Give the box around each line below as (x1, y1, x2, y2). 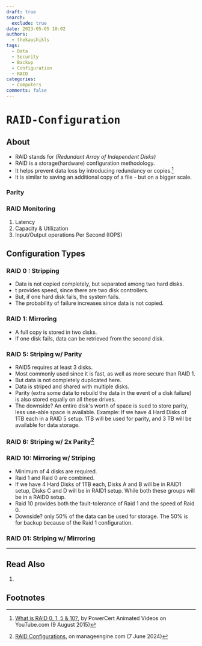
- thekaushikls (11, 37, 50, 43)
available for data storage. (14, 421, 80, 429)
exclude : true (11, 20, 47, 26)
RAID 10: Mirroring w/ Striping (6, 454, 96, 462)
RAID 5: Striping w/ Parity (6, 350, 82, 358)
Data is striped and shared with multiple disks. (14, 383, 130, 390)
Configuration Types (6, 249, 85, 259)
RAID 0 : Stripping (6, 267, 60, 275)
